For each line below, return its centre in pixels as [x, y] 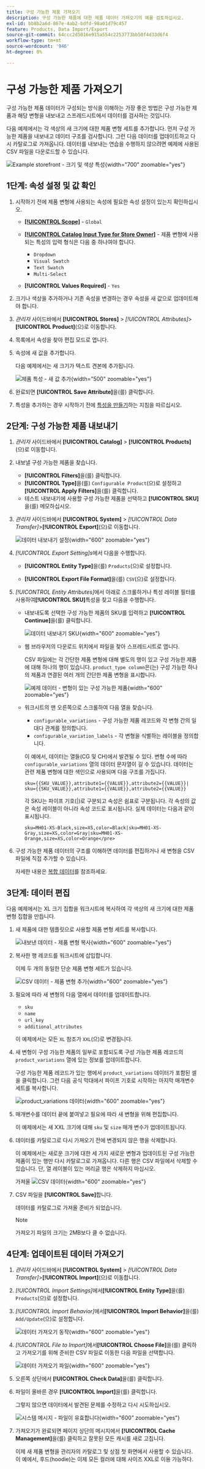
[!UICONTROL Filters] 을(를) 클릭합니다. [73, 475]
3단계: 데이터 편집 [38, 893]
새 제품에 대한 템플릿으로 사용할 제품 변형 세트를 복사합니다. [86, 929]
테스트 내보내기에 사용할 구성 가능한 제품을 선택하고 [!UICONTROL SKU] [111, 499]
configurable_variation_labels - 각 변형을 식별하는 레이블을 [108, 736]
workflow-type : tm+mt [34, 40]
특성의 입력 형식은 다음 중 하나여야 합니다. [86, 242]
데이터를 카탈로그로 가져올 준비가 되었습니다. [69, 1208]
